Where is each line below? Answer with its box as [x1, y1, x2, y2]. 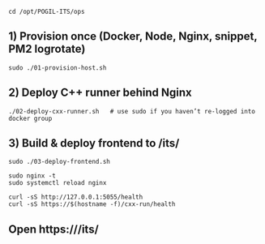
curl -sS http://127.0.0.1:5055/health [8, 193, 143, 202]
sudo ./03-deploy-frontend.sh [8, 158, 111, 166]
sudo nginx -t [8, 172, 57, 180]
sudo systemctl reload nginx [8, 179, 107, 187]
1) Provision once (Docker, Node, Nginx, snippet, [8, 29, 258, 44]
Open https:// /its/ [8, 222, 99, 236]
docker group [8, 114, 53, 122]
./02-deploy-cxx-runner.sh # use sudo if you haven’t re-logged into [8, 107, 255, 115]
